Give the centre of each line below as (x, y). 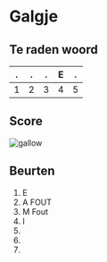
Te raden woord (53, 50)
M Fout (35, 211)
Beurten (32, 171)
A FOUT (37, 202)
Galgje (34, 17)
